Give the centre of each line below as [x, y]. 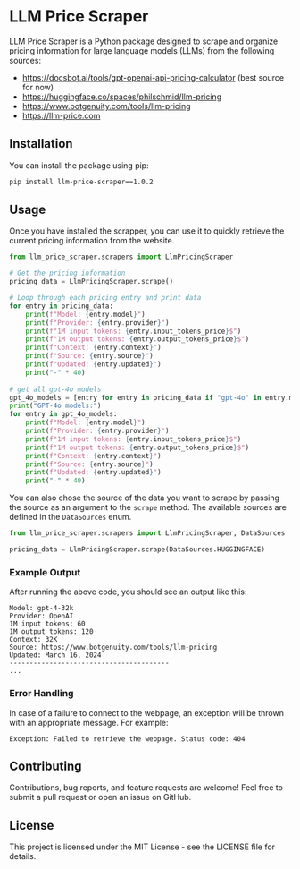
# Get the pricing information [67, 273]
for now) [38, 87]
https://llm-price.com [61, 115]
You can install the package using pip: [79, 165]
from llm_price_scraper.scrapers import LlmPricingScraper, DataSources [147, 533]
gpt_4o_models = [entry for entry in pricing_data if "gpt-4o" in [135, 397]
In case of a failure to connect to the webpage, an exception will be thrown [146, 712]
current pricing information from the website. [92, 241]
